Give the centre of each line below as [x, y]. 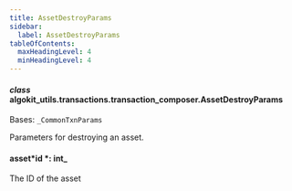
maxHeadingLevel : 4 [55, 52]
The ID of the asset [46, 178]
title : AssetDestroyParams [61, 18]
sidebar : [26, 27]
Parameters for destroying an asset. [77, 137]
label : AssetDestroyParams [69, 35]
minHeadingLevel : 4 [55, 60]
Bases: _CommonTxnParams [56, 120]
